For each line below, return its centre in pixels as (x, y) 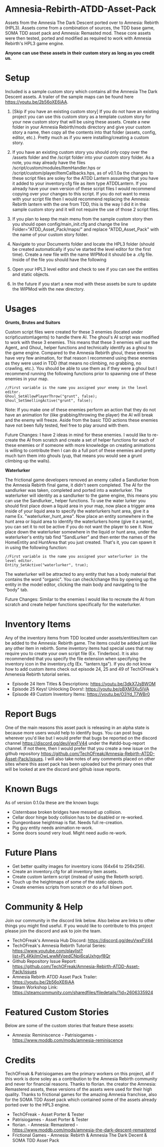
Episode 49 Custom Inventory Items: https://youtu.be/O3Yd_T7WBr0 (81, 694)
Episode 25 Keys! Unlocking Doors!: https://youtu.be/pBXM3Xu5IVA (81, 689)
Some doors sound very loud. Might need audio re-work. (70, 833)
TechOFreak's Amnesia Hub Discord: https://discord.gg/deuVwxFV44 (82, 940)
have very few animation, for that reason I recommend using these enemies (81, 358)
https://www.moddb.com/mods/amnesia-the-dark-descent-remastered (84, 1130)
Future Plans (31, 852)
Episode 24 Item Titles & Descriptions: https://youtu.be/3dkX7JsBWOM (84, 683)
